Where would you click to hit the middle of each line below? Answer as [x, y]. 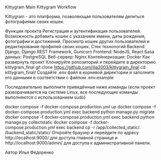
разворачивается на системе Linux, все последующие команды [72, 92]
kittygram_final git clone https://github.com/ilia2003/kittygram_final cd [75, 67]
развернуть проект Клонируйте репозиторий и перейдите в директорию [80, 62]
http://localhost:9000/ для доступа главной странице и [61, 138]
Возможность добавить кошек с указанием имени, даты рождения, [75, 36]
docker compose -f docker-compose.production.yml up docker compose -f [80, 107]
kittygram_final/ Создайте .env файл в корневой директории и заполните [80, 72]
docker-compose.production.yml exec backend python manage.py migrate [80, 112]
